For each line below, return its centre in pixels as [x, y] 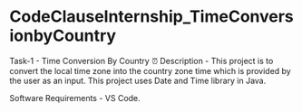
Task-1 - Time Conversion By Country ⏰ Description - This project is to [141, 61]
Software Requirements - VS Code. [75, 98]
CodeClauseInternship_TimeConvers [152, 17]
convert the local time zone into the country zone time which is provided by [151, 70]
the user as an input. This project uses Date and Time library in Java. [138, 80]
